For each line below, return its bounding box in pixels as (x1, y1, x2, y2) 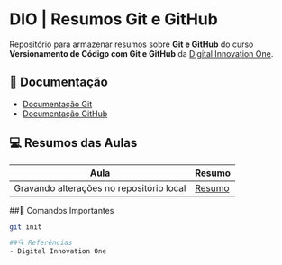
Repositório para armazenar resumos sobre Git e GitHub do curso (9, 39, 254, 50)
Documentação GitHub (22, 108, 108, 119)
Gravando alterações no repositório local (14, 181, 186, 194)
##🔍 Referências (9, 239, 73, 248)
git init (9, 222, 42, 232)
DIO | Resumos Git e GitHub (9, 9, 218, 30)
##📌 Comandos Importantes (9, 205, 114, 215)
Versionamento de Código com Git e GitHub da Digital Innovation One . (9, 48, 274, 59)
